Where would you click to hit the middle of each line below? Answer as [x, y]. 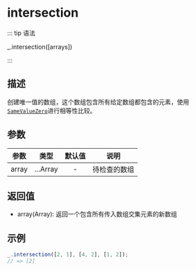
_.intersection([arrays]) [40, 47]
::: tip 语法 [21, 33]
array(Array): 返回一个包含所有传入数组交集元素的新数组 [97, 214]
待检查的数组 [114, 170]
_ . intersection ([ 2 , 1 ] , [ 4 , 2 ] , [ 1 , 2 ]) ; [68, 255]
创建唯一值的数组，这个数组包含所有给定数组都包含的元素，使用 [98, 101]
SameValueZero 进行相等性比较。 [52, 110]
